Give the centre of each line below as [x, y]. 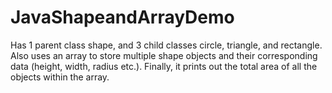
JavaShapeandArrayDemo [122, 17]
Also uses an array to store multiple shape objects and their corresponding [164, 55]
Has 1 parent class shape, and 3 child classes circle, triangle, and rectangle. [166, 45]
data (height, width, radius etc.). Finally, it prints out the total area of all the [164, 66]
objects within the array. [60, 77]
